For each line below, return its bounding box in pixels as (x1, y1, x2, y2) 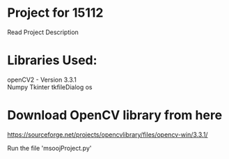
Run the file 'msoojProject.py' (7, 144, 92, 152)
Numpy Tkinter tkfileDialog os (7, 82, 93, 91)
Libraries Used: (7, 52, 97, 68)
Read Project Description (7, 28, 79, 36)
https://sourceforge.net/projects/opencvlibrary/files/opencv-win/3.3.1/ (7, 130, 208, 139)
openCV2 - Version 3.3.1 (7, 75, 77, 84)
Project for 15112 (7, 5, 104, 21)
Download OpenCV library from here (7, 107, 223, 123)
